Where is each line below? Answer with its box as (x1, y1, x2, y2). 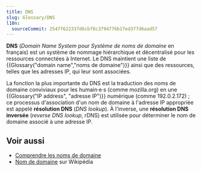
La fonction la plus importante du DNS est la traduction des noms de (6, 80, 176, 87)
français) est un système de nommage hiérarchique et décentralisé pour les (6, 49, 195, 56)
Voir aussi (6, 135, 45, 146)
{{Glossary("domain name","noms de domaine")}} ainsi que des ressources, (6, 62, 195, 69)
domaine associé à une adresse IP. (6, 118, 93, 126)
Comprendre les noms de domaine (14, 152, 101, 159)
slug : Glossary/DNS (6, 15, 55, 21)
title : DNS (6, 8, 34, 15)
